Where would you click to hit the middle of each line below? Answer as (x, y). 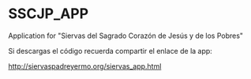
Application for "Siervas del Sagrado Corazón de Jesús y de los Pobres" (126, 36)
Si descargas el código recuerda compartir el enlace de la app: (111, 51)
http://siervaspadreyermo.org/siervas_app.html (85, 66)
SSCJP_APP (49, 14)
